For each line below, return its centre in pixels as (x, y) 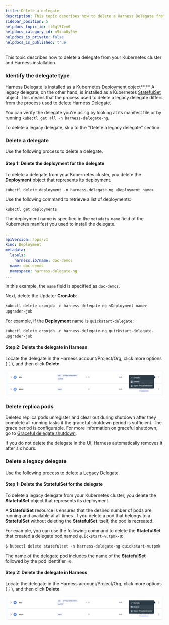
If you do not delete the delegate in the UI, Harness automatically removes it (84, 443)
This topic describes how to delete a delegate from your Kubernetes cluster (83, 57)
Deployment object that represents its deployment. (58, 180)
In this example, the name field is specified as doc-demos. (63, 286)
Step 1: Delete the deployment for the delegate (55, 163)
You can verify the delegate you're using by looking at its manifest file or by (83, 113)
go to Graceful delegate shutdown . (41, 433)
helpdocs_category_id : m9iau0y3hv (41, 32)
